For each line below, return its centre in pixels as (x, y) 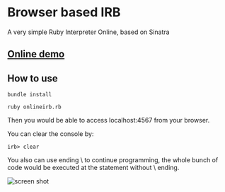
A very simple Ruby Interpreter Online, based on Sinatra (88, 32)
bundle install (30, 95)
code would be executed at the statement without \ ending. (93, 168)
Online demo (36, 54)
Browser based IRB (64, 12)
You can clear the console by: (51, 134)
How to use (33, 78)
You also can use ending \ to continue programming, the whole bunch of (113, 160)
